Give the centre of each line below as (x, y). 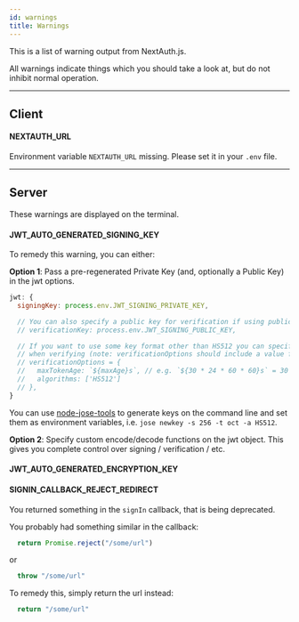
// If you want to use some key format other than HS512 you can (141, 346)
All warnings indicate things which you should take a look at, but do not (140, 69)
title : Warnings (39, 26)
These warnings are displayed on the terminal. (94, 214)
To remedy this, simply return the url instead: (91, 594)
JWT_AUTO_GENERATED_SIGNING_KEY (85, 234)
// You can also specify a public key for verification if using (141, 321)
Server (28, 193)
